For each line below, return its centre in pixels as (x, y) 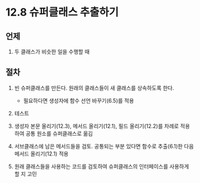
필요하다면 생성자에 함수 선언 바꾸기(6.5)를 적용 (78, 100)
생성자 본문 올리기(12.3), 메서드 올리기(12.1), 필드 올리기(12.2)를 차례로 (96, 126)
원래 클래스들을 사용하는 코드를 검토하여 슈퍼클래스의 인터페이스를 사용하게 (101, 166)
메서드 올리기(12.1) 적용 (41, 154)
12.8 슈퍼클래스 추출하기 (62, 12)
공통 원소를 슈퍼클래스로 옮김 (59, 133)
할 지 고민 (25, 173)
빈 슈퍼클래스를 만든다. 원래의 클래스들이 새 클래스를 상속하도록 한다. (94, 88)
